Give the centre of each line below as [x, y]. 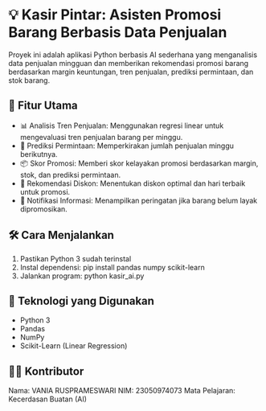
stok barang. [29, 80]
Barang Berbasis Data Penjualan [118, 33]
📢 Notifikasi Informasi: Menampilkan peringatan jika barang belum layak [139, 200]
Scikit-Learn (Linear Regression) [74, 346]
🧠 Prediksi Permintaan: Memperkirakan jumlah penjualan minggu [127, 146]
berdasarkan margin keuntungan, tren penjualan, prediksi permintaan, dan [131, 72]
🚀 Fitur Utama [43, 106]
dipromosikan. [44, 209]
